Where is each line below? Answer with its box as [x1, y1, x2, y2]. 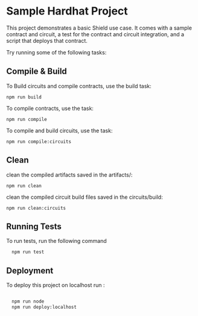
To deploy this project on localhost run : [6, 282, 105, 289]
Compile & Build [6, 66, 68, 77]
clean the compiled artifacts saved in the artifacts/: [6, 171, 133, 178]
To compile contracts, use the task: [6, 105, 94, 112]
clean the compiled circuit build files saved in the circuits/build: [6, 193, 163, 201]
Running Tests [6, 221, 62, 231]
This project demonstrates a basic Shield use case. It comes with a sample [6, 24, 192, 31]
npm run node [11, 298, 45, 305]
